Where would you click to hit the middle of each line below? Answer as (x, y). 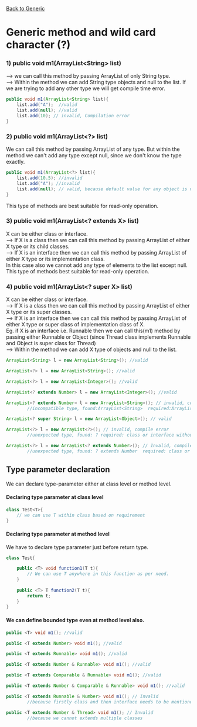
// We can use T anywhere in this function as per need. (98, 574)
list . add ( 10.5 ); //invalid (50, 178)
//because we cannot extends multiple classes (85, 718)
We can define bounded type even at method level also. (75, 620)
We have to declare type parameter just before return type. (77, 547)
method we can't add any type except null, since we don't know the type (94, 156)
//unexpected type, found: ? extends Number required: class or (109, 451)
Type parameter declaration (58, 470)
